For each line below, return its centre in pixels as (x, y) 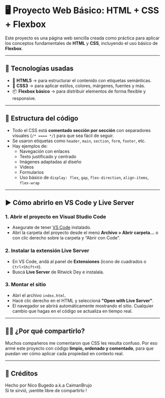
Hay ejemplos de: (30, 146)
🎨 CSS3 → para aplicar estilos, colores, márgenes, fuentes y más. (79, 86)
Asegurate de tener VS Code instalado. (52, 228)
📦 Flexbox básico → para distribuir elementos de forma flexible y (79, 91)
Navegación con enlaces (44, 151)
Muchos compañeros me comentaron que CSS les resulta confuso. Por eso (82, 343)
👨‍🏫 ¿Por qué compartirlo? (45, 331)
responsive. (24, 98)
